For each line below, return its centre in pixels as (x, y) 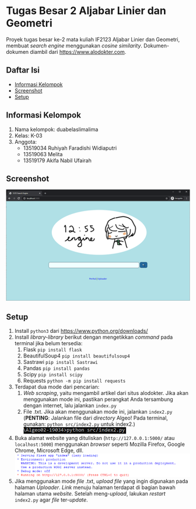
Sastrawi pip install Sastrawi (60, 362)
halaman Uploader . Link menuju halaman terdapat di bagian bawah (95, 487)
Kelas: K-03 (28, 135)
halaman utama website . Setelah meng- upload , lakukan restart (90, 494)
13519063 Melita (43, 154)
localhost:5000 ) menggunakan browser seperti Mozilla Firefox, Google (99, 444)
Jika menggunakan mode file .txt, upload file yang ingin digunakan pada (101, 482)
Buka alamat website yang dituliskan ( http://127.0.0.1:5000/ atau (94, 438)
